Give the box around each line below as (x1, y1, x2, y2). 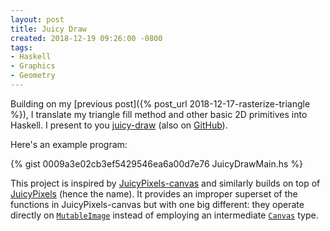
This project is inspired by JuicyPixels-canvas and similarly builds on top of (10, 177, 321, 189)
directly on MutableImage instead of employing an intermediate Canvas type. (10, 209, 319, 221)
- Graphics (10, 61, 56, 71)
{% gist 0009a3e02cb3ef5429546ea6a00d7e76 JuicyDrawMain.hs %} (10, 157, 304, 170)
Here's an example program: (10, 138, 128, 150)
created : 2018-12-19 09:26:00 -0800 (10, 33, 163, 43)
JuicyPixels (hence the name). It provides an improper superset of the (10, 187, 298, 200)
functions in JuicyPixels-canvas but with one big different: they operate (10, 198, 305, 210)
